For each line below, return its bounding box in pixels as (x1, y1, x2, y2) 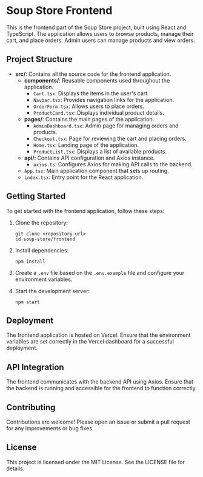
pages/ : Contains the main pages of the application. (24, 115, 155, 123)
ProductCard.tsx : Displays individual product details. (33, 109, 165, 116)
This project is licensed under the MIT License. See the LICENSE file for (6, 458, 185, 465)
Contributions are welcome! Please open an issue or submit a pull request (6, 418, 191, 425)
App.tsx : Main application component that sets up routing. (24, 167, 169, 174)
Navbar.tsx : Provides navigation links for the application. (33, 96, 175, 103)
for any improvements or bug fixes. (6, 425, 94, 431)
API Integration (6, 362, 65, 372)
